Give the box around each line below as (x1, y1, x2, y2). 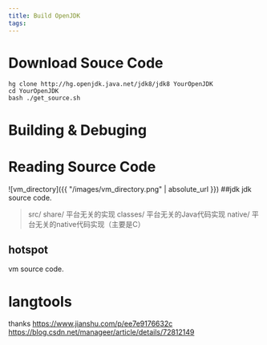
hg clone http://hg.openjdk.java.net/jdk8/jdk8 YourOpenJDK (8, 80, 214, 88)
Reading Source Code (8, 157, 156, 176)
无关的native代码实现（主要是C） (34, 219, 145, 229)
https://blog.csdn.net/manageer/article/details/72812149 (8, 327, 195, 337)
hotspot (8, 242, 49, 257)
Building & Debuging (8, 121, 147, 139)
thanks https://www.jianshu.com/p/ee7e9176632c (8, 319, 173, 329)
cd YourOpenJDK (8, 87, 59, 95)
